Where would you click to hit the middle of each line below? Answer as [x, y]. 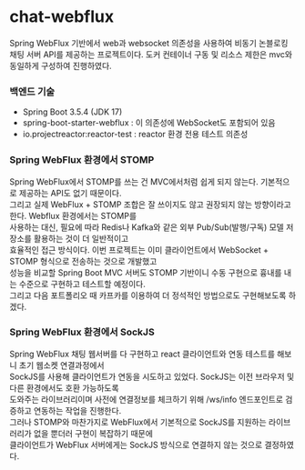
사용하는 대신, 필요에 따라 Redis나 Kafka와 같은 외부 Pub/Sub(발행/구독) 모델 [147, 227]
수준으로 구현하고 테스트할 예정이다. [82, 284]
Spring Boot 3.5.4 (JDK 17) [72, 112]
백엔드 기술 [32, 91]
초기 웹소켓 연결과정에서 [61, 365]
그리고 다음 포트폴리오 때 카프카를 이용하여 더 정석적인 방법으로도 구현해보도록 [148, 295]
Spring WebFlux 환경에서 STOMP [82, 160]
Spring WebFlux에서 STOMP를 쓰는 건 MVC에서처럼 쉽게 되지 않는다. [134, 181]
